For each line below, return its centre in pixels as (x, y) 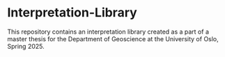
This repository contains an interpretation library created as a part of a (108, 32)
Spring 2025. (26, 46)
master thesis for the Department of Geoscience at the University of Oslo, (113, 38)
